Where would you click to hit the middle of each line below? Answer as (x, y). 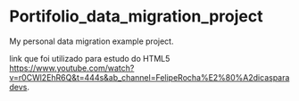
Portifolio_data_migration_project (136, 17)
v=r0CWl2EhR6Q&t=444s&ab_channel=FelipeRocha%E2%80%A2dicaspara (149, 77)
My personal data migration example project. (91, 41)
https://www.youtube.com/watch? (72, 68)
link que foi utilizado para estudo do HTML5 (90, 58)
